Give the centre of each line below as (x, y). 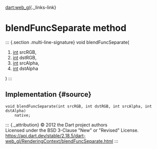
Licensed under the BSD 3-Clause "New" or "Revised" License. (72, 130)
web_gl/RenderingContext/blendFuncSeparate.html (59, 141)
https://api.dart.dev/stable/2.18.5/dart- (46, 136)
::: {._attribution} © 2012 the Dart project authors (56, 124)
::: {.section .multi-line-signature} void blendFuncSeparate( (67, 42)
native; (23, 115)
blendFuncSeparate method (66, 28)
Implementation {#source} (49, 94)
